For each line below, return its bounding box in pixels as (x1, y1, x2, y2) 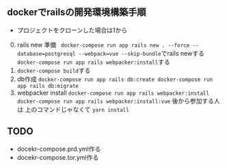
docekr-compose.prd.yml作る (16, 145, 101, 153)
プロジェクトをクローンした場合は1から (16, 26, 128, 34)
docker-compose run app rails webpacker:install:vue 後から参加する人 (16, 97, 220, 105)
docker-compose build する (16, 66, 91, 74)
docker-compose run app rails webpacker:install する (16, 58, 171, 66)
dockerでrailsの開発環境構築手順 (7, 6, 146, 19)
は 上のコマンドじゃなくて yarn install (16, 105, 130, 113)
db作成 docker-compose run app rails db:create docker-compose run (16, 75, 213, 83)
